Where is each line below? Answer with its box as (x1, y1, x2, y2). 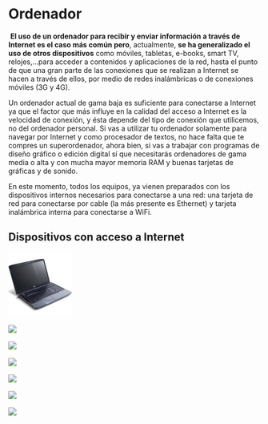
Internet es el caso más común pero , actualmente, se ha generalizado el (8, 39, 250, 49)
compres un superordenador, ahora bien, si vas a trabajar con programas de (8, 140, 260, 150)
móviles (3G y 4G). (8, 82, 70, 92)
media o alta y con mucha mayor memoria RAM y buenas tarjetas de (8, 157, 234, 167)
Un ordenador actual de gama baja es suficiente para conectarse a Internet (8, 98, 256, 107)
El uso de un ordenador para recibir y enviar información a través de (10, 31, 241, 41)
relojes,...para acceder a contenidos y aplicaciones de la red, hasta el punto (8, 57, 258, 67)
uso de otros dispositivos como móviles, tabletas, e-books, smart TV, (8, 48, 239, 58)
